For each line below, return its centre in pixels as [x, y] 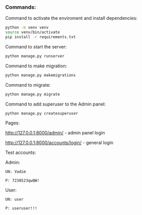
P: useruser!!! [21, 208]
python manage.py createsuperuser [42, 113]
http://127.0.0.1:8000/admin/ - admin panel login [55, 133]
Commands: [21, 7]
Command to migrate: [28, 85]
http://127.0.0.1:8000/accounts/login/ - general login [59, 143]
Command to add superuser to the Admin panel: [56, 104]
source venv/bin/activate [32, 32]
